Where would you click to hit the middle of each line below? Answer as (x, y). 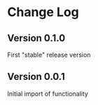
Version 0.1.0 (36, 38)
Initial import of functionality (48, 93)
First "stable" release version (49, 55)
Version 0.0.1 (36, 77)
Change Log (43, 12)
